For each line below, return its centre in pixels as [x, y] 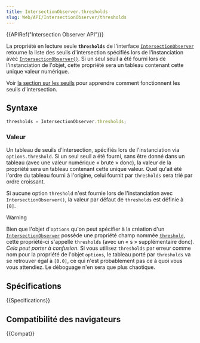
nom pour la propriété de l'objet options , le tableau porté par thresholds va [99, 255]
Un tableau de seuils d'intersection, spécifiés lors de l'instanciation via [93, 150]
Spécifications [34, 286]
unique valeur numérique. [38, 71]
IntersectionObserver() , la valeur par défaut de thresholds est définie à [95, 200]
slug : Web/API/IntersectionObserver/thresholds [67, 17]
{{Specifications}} [28, 301]
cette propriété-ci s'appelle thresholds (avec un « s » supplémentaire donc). [100, 242]
